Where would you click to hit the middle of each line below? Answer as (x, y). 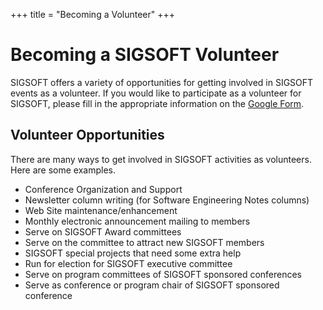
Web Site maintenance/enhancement (101, 210)
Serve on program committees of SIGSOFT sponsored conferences (163, 274)
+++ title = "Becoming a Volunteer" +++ (93, 14)
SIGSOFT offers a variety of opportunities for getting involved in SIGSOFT (162, 82)
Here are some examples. (63, 170)
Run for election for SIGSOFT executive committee (128, 263)
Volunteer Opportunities (87, 135)
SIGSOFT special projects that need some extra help (133, 253)
